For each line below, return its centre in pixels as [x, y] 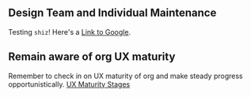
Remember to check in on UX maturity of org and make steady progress [125, 76]
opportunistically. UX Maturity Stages [69, 84]
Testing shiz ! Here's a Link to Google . [70, 32]
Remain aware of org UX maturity [92, 57]
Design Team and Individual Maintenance [112, 13]
